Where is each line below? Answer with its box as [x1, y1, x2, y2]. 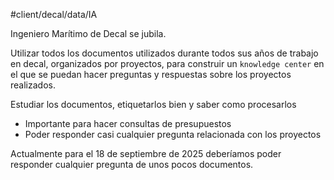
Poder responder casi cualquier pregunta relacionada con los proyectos [24, 129, 322, 140]
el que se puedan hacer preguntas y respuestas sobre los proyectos [10, 69, 292, 80]
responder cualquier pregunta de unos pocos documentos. [10, 159, 254, 170]
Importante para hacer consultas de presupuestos [24, 118, 232, 129]
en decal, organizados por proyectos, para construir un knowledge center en [10, 58, 325, 69]
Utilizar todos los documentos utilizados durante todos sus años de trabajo [10, 47, 319, 59]
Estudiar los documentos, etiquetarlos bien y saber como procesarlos [10, 99, 297, 110]
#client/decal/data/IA [10, 9, 98, 20]
